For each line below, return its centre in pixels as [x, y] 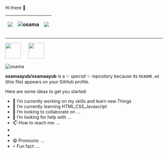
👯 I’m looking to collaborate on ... [46, 112]
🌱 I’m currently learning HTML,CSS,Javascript [60, 106]
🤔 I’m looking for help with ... [42, 117]
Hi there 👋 [15, 8]
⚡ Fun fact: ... [26, 146]
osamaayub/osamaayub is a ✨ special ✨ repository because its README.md [82, 76]
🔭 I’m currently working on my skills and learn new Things [72, 101]
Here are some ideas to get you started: [46, 91]
